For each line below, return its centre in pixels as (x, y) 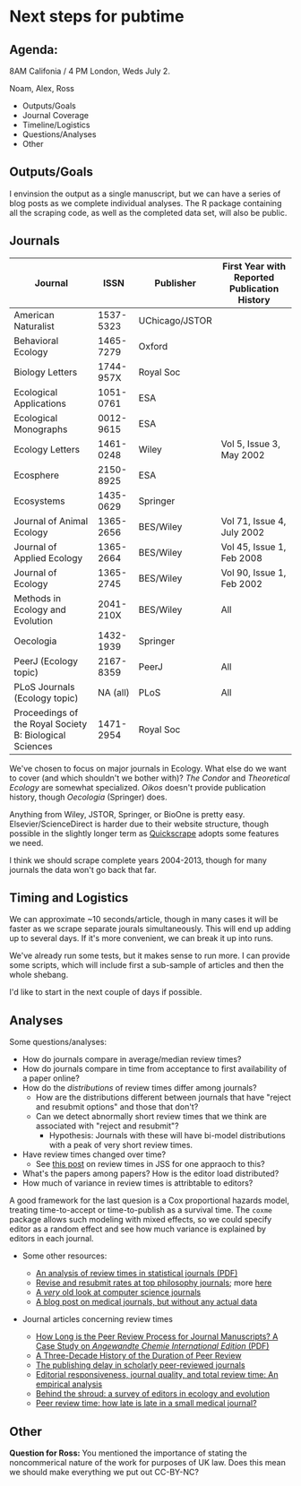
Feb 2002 (241, 583)
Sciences (33, 746)
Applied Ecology (48, 557)
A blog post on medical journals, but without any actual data (146, 1302)
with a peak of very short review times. (121, 1145)
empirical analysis (69, 1384)
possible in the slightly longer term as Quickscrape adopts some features (144, 833)
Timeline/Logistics (56, 125)
